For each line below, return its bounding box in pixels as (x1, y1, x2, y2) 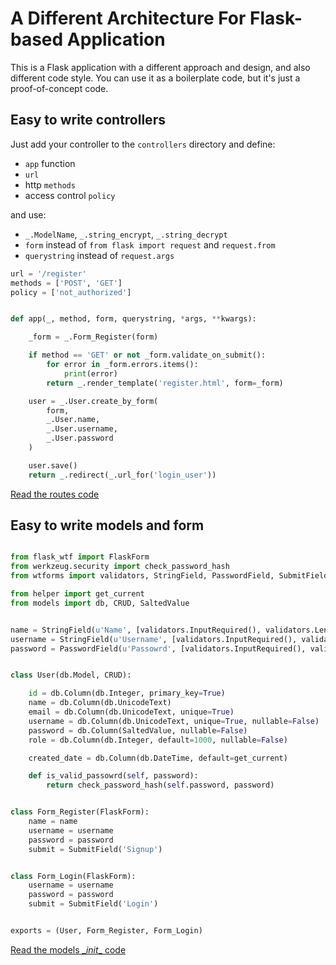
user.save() (28, 460, 78, 471)
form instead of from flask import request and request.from (24, 238, 276, 251)
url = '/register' (10, 268, 87, 279)
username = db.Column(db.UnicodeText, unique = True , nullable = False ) (28, 716, 320, 726)
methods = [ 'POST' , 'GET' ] (10, 278, 123, 288)
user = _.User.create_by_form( (28, 396, 159, 406)
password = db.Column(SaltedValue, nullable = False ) (28, 725, 248, 736)
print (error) (63, 368, 118, 379)
